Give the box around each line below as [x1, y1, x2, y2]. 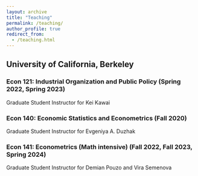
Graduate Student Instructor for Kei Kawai [6, 99, 110, 106]
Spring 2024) [6, 150, 46, 158]
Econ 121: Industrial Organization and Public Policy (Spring [6, 77, 181, 86]
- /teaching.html [11, 37, 56, 43]
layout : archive [6, 8, 47, 15]
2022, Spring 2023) [6, 85, 65, 94]
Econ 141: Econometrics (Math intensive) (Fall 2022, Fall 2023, [6, 143, 193, 151]
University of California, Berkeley [6, 59, 134, 70]
